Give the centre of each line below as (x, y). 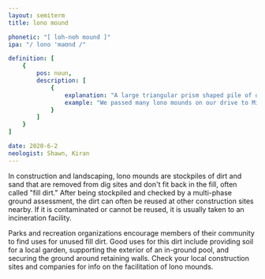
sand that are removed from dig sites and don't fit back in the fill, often (123, 184)
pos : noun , (54, 73)
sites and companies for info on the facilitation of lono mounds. (111, 266)
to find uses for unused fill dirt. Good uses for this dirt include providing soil (131, 241)
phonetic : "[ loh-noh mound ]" (60, 37)
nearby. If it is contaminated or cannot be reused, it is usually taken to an (126, 209)
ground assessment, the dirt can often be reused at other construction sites (131, 201)
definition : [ (32, 59)
